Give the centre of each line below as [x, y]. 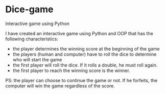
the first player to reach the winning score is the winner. [71, 70]
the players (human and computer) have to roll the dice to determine [85, 54]
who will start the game [37, 59]
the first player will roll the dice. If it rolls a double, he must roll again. [85, 65]
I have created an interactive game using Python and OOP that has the [79, 33]
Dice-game [29, 9]
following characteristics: [32, 39]
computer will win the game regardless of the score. [60, 86]
